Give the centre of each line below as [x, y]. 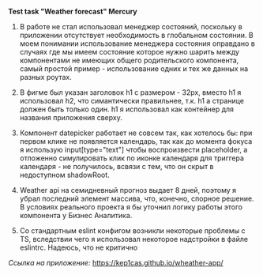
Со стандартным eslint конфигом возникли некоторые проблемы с [132, 231]
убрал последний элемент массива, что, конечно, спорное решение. [137, 198]
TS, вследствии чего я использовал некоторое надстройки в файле [134, 239]
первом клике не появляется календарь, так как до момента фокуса [136, 141]
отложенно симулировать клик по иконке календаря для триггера [132, 158]
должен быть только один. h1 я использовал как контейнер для [127, 109]
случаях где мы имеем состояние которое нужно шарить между [129, 52]
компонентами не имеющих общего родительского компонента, [129, 60]
